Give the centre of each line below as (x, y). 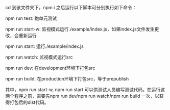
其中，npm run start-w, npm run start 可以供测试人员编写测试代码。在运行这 (85, 90)
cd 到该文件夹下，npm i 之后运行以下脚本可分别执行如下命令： (71, 7)
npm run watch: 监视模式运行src (39, 57)
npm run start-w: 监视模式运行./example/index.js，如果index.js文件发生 (80, 29)
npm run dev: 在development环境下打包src (50, 68)
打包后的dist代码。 (29, 102)
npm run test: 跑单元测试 (31, 18)
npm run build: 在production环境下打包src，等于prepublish (67, 79)
